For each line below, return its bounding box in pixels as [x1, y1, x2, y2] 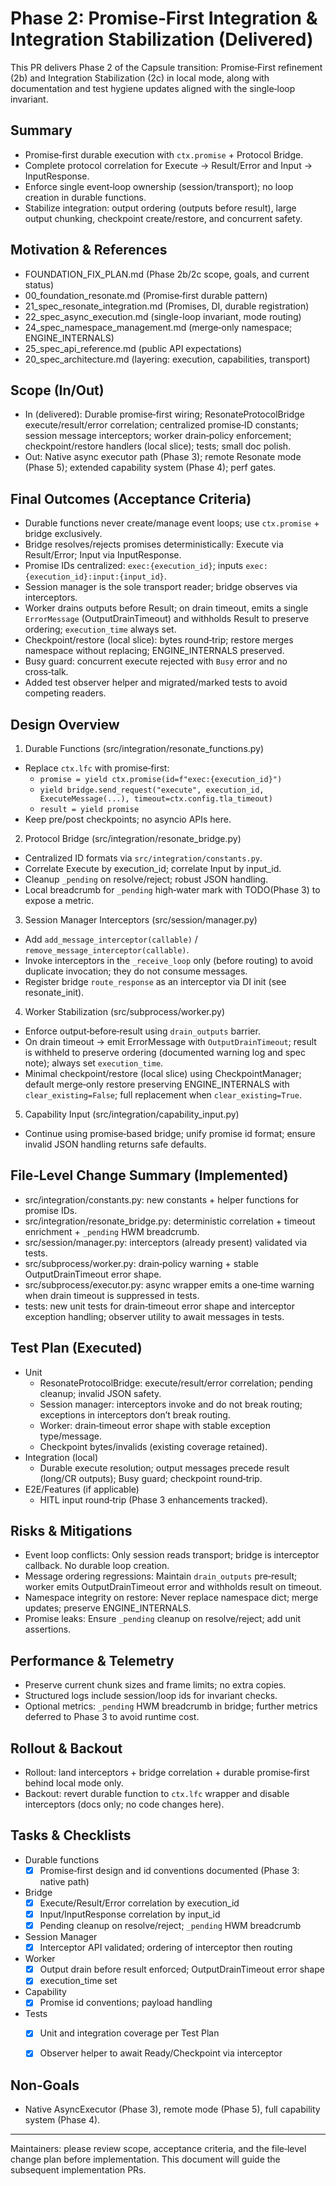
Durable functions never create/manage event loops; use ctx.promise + [24, 517, 320, 529]
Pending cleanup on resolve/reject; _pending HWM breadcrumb [39, 1920, 302, 1932]
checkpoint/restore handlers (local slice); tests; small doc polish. [24, 440, 292, 452]
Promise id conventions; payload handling [39, 1997, 213, 2009]
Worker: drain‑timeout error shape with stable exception [39, 1419, 271, 1431]
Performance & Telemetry [10, 1652, 175, 1669]
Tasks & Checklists [10, 1827, 132, 1844]
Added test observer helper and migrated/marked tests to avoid [24, 677, 288, 689]
